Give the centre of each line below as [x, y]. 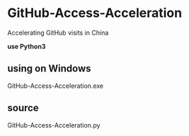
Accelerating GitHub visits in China [58, 33]
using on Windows [49, 69]
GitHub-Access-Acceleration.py [54, 125]
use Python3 [27, 46]
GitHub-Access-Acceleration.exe [56, 86]
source [23, 108]
